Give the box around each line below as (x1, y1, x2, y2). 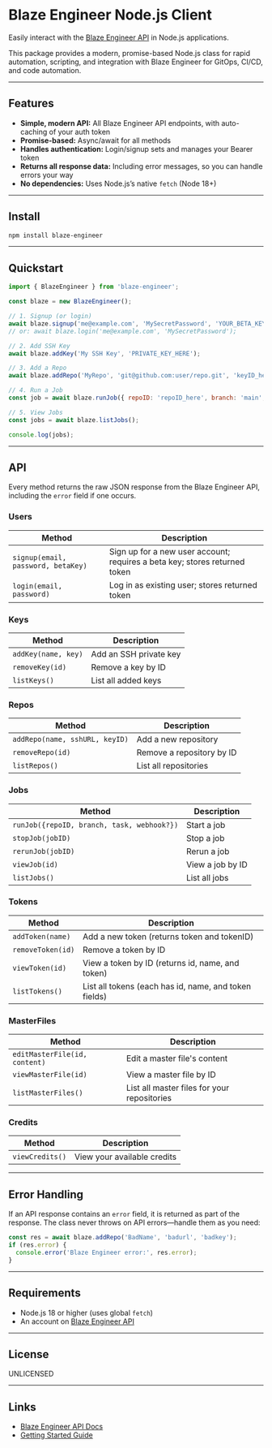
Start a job (185, 819, 226, 830)
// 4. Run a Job (8, 386, 63, 394)
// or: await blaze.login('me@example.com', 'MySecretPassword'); (8, 327, 237, 335)
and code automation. (8, 65, 82, 75)
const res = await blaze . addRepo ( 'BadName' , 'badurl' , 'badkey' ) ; (8, 1234, 237, 1242)
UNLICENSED (8, 1369, 54, 1379)
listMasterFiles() (12, 1088, 83, 1097)
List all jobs (185, 872, 229, 883)
